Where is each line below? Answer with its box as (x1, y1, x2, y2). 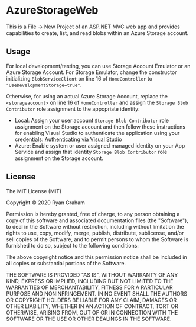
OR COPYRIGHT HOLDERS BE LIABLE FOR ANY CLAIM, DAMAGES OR (6, 296, 177, 303)
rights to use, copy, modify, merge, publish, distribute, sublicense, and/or (6, 229, 184, 236)
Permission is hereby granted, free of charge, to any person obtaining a (6, 210, 180, 217)
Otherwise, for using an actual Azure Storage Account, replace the (6, 92, 168, 100)
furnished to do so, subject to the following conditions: (6, 242, 139, 249)
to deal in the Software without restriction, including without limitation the (6, 223, 184, 230)
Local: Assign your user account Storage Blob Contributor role (14, 117, 169, 124)
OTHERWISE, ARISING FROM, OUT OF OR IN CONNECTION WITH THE (6, 309, 178, 316)
